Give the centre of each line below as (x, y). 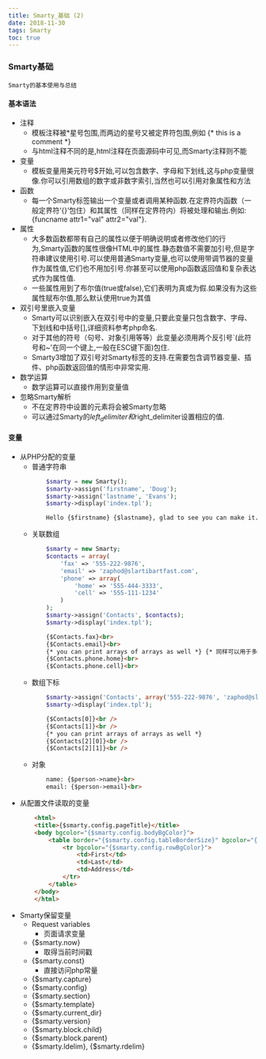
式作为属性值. (53, 278)
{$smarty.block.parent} (70, 1038)
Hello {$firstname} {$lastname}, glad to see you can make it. (152, 518)
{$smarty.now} (56, 942)
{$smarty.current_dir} (67, 1012)
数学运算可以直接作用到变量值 (80, 387)
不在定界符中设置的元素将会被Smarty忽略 (99, 406)
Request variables (61, 924)
